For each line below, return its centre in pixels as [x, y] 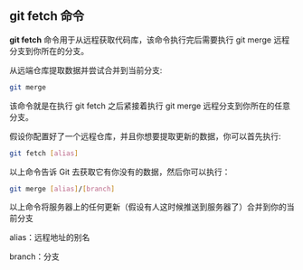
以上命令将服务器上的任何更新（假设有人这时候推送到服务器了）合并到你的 [148, 207]
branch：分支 [35, 256]
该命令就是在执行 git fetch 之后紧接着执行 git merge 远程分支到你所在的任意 [150, 106]
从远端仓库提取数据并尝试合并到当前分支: [86, 70]
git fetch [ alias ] [44, 153]
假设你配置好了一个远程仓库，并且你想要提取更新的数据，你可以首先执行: [146, 136]
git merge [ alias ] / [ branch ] [62, 189]
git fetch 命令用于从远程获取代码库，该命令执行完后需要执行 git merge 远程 [150, 40]
